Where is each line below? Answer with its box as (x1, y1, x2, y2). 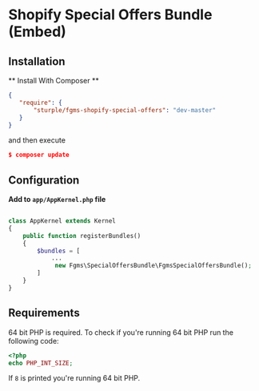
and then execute (8, 135, 66, 145)
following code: (8, 336, 59, 345)
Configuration (8, 173, 80, 187)
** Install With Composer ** (8, 76, 100, 85)
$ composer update (8, 151, 70, 159)
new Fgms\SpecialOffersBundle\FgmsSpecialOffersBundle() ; (54, 262, 252, 270)
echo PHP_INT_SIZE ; (8, 359, 74, 367)
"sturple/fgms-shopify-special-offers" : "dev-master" (33, 106, 217, 114)
